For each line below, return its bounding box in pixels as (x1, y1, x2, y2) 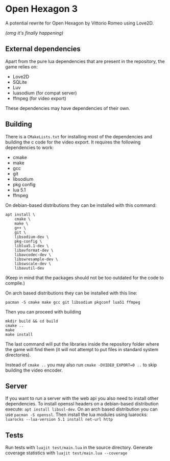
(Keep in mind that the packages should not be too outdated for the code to (5, 274, 164, 281)
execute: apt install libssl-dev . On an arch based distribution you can (5, 406, 158, 413)
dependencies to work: (5, 144, 54, 151)
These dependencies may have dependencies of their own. (5, 105, 130, 111)
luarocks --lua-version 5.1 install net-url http (5, 417, 113, 422)
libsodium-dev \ (14, 234, 50, 239)
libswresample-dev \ (14, 256, 58, 262)
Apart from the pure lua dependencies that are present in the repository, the (5, 58, 165, 64)
